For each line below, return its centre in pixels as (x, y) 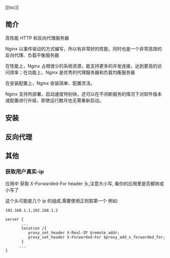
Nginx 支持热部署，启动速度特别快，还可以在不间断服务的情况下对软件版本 (84, 94)
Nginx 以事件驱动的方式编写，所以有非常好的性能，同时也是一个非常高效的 (84, 48)
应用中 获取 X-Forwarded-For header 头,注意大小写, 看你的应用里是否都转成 (85, 184)
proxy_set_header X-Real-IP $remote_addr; (74, 233)
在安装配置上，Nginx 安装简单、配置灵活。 (50, 83)
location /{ (34, 228)
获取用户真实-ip (25, 171)
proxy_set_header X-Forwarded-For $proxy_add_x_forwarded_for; (97, 237)
